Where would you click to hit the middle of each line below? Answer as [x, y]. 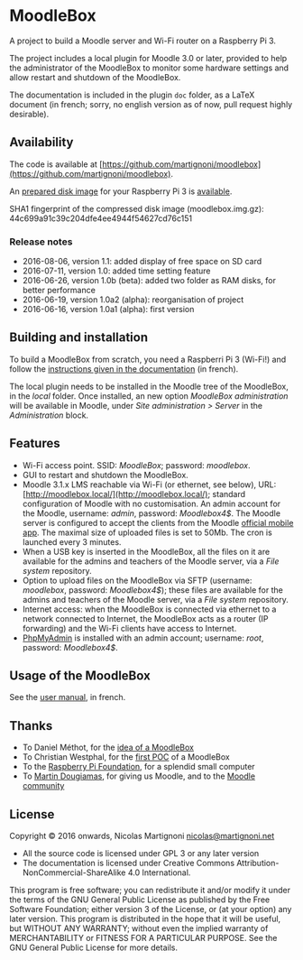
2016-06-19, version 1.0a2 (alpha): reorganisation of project [133, 300]
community [43, 786]
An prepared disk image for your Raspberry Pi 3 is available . [121, 191]
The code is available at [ [56, 164]
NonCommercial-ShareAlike [74, 872]
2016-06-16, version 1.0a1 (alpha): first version [108, 309]
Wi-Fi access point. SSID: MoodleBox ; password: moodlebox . [136, 465]
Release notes [41, 242]
